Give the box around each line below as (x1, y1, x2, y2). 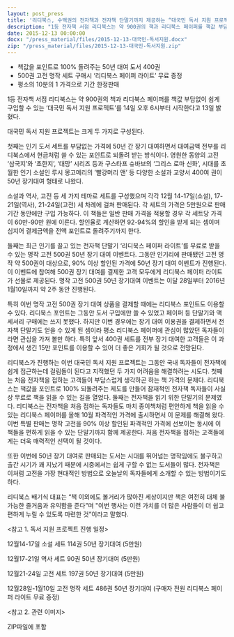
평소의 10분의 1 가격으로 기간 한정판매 (17, 80, 120, 88)
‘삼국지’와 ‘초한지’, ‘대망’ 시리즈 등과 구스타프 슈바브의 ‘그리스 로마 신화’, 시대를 (7, 160, 219, 167)
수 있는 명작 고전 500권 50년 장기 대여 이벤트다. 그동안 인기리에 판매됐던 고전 (7, 250, 217, 258)
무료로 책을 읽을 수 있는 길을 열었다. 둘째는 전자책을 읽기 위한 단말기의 (14, 394, 204, 401)
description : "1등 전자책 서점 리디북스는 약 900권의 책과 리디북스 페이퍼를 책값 (7, 23, 216, 30)
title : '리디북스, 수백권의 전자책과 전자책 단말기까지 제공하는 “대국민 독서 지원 (7, 17, 212, 24)
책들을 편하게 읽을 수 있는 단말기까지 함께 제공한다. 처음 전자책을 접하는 (7, 428, 201, 436)
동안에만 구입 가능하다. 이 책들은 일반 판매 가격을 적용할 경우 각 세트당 (19, 209, 210, 217)
